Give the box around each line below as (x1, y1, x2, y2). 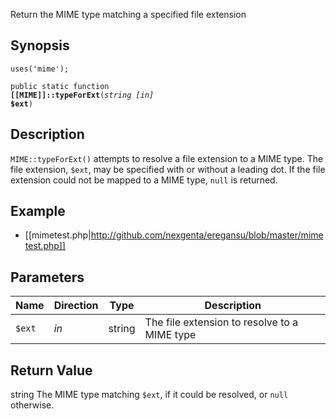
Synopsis (10, 37, 70, 54)
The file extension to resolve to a (144, 315, 299, 329)
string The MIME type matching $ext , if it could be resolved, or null (10, 389, 289, 401)
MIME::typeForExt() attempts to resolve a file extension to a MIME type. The (10, 152, 324, 164)
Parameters (10, 269, 85, 286)
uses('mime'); (10, 64, 70, 74)
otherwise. (10, 399, 55, 411)
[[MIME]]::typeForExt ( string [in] (10, 90, 155, 100)
